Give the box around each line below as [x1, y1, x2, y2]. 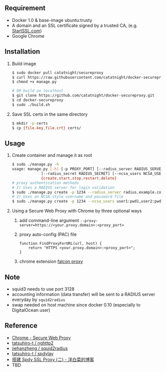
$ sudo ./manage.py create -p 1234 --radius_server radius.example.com [11, 190, 164, 195]
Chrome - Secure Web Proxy [11, 335, 71, 341]
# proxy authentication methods [11, 180, 79, 185]
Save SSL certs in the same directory [11, 111, 88, 117]
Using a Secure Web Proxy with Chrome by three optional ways [11, 208, 142, 214]
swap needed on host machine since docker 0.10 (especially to [11, 302, 141, 307]
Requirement [4, 4, 46, 12]
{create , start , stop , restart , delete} [41, 176, 117, 181]
